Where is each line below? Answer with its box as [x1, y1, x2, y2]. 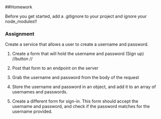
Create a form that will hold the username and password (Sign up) [12, 51, 144, 57]
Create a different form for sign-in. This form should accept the [12, 98, 139, 104]
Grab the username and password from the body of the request [12, 75, 139, 80]
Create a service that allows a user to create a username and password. [5, 41, 149, 47]
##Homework [5, 4, 32, 10]
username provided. [12, 108, 52, 115]
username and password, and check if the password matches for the [12, 104, 150, 109]
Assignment [5, 30, 35, 37]
